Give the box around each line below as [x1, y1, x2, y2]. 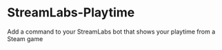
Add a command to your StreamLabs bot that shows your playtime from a [7, 27, 216, 36]
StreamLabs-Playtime [7, 5, 135, 21]
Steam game [7, 34, 43, 42]
